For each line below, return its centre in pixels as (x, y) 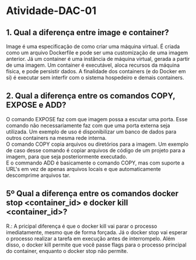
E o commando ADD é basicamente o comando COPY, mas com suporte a (95, 163)
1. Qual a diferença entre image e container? (87, 32)
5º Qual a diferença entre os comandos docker (92, 194)
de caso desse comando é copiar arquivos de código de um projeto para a (96, 150)
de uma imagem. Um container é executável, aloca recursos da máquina (93, 65)
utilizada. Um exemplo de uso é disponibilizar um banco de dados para (91, 131)
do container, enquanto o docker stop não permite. (67, 251)
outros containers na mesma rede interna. (56, 138)
